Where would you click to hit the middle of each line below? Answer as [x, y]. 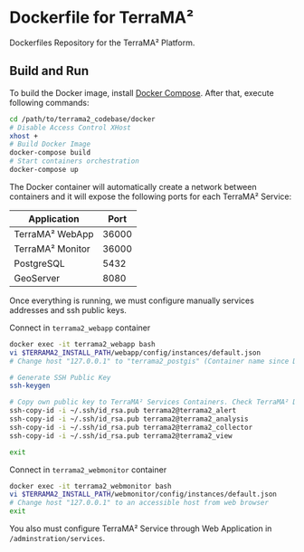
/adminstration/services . [57, 538]
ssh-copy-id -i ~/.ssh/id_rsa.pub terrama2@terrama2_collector [131, 427]
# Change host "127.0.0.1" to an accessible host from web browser [139, 503]
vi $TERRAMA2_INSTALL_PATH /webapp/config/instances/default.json [135, 352]
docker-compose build [50, 153]
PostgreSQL [39, 263]
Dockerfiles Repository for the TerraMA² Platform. [102, 43]
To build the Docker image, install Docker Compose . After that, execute [142, 92]
